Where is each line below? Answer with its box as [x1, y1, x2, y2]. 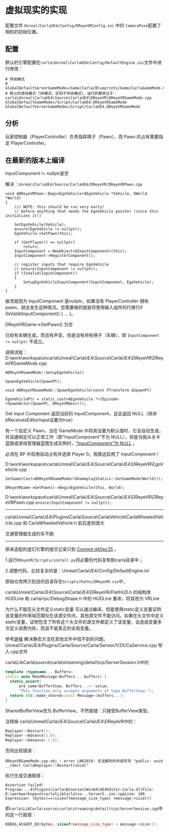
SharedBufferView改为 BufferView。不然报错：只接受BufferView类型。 [5, 708, 152, 714]
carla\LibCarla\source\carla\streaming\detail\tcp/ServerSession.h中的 [5, 660, 149, 666]
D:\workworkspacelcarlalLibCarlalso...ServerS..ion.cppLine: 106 [5, 792, 145, 797]
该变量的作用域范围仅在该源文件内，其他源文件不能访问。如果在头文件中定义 [5, 612, 164, 619]
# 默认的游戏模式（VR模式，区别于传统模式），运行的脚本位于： [5, 91, 117, 96]
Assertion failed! [5, 782, 44, 788]
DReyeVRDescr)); [52, 401, 87, 406]
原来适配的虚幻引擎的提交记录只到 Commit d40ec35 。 [5, 546, 119, 552]
